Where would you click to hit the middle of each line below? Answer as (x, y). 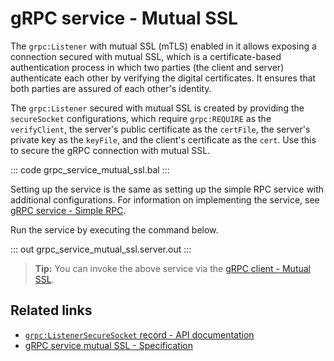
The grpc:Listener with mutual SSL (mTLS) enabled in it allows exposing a (163, 46)
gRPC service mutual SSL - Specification (108, 345)
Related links (51, 310)
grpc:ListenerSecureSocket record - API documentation (139, 334)
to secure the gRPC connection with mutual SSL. (110, 150)
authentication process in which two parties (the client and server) (147, 67)
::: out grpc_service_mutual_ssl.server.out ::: (101, 249)
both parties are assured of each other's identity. (111, 88)
